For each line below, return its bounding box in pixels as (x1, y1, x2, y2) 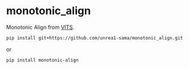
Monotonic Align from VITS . (6, 24, 75, 31)
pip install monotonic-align (6, 57, 79, 63)
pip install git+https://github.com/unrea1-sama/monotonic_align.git (6, 35, 184, 41)
